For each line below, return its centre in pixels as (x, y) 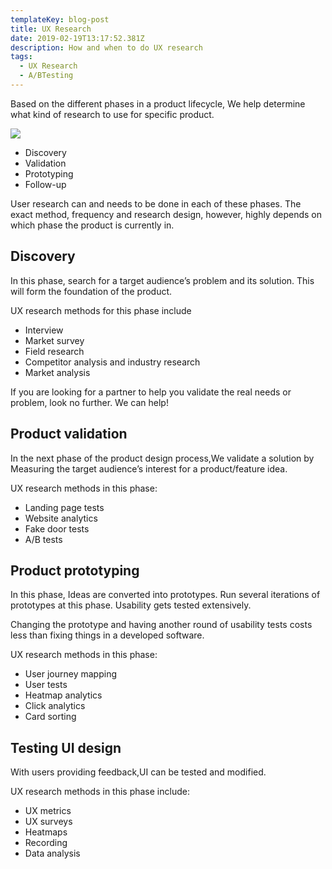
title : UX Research (51, 29)
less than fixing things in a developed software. (107, 635)
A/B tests (43, 539)
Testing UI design (66, 747)
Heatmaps (46, 832)
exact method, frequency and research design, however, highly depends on (166, 214)
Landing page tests (64, 507)
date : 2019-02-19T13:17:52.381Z (77, 38)
